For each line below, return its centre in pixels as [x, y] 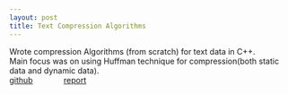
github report [48, 80]
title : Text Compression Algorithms [78, 26]
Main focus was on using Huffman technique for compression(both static [144, 61]
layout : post [34, 17]
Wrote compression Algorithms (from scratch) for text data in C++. [132, 51]
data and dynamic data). [54, 70]
